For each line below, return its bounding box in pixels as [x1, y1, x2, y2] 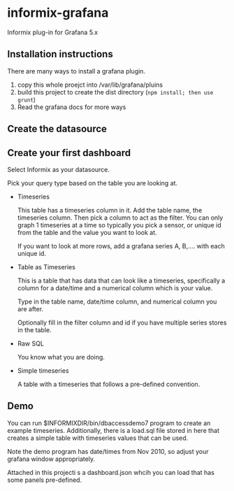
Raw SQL [17, 339, 44, 348]
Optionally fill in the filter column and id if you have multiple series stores [17, 318, 227, 327]
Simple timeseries [17, 366, 69, 375]
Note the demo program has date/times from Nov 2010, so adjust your [7, 447, 210, 455]
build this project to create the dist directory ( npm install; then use [17, 87, 214, 96]
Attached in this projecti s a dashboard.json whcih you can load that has [7, 468, 215, 476]
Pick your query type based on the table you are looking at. [7, 178, 178, 187]
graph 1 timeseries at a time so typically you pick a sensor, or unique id [17, 220, 221, 229]
